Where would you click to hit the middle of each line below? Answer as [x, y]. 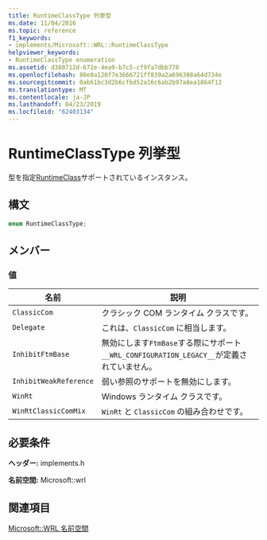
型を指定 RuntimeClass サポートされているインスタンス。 [100, 177]
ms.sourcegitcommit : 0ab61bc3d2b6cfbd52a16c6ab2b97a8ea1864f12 [115, 82]
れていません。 [129, 367]
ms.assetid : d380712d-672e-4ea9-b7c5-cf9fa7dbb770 [94, 68]
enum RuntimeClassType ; [48, 224]
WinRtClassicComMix [49, 411]
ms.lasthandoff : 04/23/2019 [55, 104]
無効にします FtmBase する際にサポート [172, 343]
